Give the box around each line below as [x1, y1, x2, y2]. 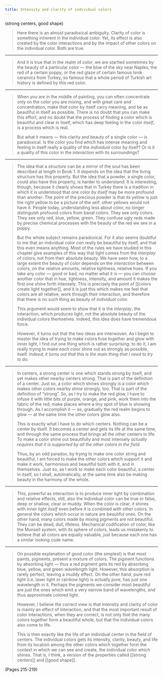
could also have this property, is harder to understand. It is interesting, [16, 179, 158, 185]
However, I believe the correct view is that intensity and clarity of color [16, 601, 158, 607]
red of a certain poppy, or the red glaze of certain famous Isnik [16, 69, 143, 75]
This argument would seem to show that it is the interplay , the [16, 306, 141, 312]
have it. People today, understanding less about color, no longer [16, 205, 145, 210]
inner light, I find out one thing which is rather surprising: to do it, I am [16, 341, 157, 346]
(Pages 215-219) [5, 666, 38, 672]
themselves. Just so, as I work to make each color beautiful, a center [16, 466, 155, 472]
